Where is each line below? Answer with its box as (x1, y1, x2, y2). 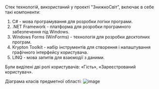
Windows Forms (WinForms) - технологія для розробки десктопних (12, 34, 150, 40)
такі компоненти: (5, 9, 41, 15)
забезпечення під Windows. (12, 29, 69, 34)
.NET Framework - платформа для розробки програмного (12, 24, 131, 30)
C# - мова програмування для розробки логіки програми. (12, 19, 133, 24)
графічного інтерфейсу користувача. (12, 49, 88, 55)
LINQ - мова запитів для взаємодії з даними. (12, 55, 105, 60)
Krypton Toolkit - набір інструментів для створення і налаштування (12, 44, 151, 50)
